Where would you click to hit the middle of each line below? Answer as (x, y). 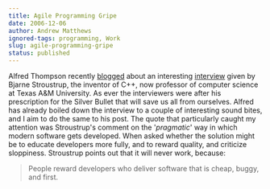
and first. (43, 177)
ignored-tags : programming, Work (64, 38)
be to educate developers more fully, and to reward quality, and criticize (128, 144)
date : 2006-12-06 (37, 23)
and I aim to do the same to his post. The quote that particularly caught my (132, 119)
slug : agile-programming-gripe (61, 46)
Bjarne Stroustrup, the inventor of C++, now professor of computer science (133, 84)
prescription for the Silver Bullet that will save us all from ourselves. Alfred (131, 102)
